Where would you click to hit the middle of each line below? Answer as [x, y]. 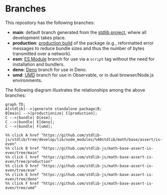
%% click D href [22, 166]
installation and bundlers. [39, 64]
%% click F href [22, 183]
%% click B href [22, 148]
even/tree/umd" [21, 188]
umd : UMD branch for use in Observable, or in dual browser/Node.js [83, 75]
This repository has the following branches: [50, 23]
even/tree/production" [29, 161]
